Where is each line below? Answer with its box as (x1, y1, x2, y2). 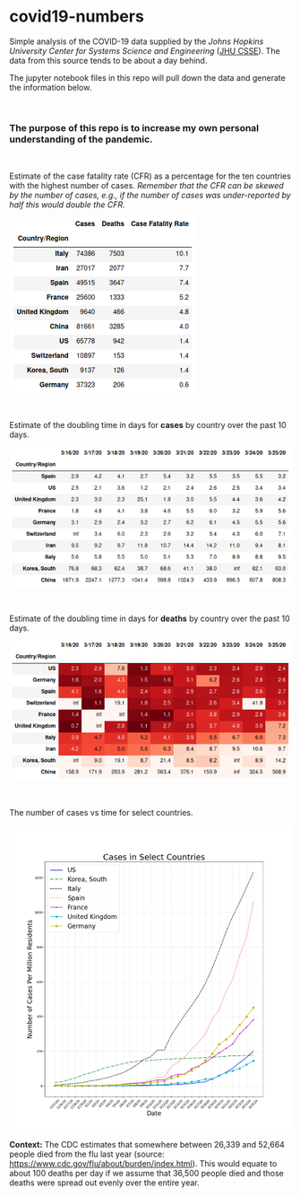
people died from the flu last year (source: (9, 1149, 165, 1159)
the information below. (9, 82, 92, 92)
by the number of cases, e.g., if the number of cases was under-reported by (9, 190, 291, 201)
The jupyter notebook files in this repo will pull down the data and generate (9, 72, 287, 83)
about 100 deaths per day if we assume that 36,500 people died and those (9, 1167, 285, 1178)
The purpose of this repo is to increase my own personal (9, 121, 260, 134)
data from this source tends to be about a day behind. (9, 55, 208, 66)
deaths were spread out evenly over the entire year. (9, 1177, 200, 1188)
